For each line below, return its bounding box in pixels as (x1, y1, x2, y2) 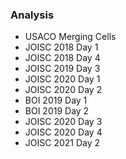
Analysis (10, 8, 55, 22)
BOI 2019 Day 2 (24, 105, 90, 117)
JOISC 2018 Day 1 (24, 41, 99, 53)
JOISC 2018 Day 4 (24, 52, 101, 64)
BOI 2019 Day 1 (24, 94, 88, 107)
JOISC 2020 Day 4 (24, 126, 103, 138)
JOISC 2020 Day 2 (24, 84, 103, 96)
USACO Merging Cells (24, 31, 117, 43)
